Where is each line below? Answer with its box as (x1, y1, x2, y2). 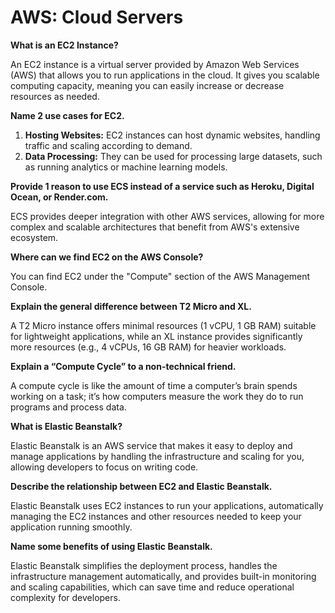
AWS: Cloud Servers (10, 6, 184, 29)
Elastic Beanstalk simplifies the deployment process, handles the (10, 559, 278, 571)
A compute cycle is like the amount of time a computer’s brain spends (10, 379, 298, 391)
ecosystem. (10, 231, 59, 243)
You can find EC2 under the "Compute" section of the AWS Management (10, 270, 311, 282)
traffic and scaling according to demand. (24, 139, 193, 151)
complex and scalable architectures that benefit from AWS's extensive (10, 221, 300, 233)
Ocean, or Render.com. (10, 191, 109, 203)
